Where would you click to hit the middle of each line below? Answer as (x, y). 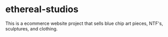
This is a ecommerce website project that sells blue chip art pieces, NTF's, (84, 23)
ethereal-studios (42, 9)
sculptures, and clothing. (32, 28)
